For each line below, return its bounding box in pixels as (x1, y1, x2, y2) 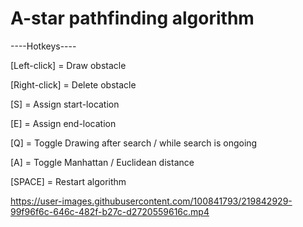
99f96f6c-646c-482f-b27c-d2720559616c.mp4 (10, 205, 210, 217)
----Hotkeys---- (10, 40, 77, 52)
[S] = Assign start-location (10, 98, 120, 110)
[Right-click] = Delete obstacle (10, 78, 137, 91)
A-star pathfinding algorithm (10, 7, 255, 30)
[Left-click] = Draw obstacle (10, 59, 127, 71)
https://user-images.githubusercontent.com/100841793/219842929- (10, 195, 293, 207)
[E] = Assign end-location (10, 117, 117, 129)
